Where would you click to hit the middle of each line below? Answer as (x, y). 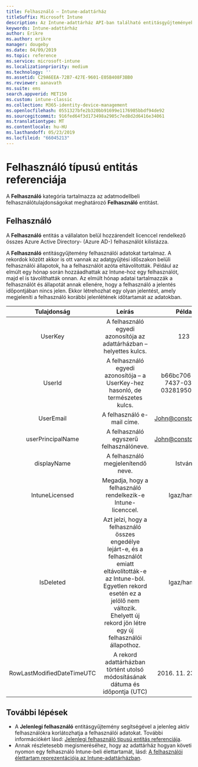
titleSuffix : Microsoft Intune (44, 17)
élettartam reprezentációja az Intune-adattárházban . (78, 758)
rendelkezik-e (125, 495)
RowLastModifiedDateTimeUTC (52, 673)
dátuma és (125, 684)
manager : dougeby (27, 45)
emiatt (125, 564)
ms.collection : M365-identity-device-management (67, 105)
